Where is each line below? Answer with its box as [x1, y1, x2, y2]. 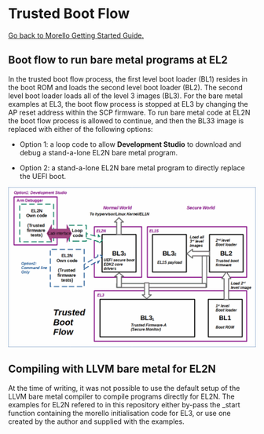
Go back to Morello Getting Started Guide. [8, 31, 145, 40]
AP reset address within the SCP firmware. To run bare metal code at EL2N [8, 108, 251, 117]
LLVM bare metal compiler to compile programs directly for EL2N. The [8, 392, 235, 401]
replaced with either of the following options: [8, 124, 153, 133]
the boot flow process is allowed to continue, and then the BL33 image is [8, 115, 244, 126]
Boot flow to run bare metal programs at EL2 [8, 53, 228, 67]
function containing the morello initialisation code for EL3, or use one [8, 408, 232, 418]
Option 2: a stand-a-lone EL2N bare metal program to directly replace [19, 162, 245, 173]
